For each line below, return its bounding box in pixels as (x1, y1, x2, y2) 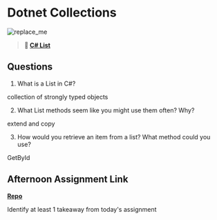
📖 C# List (23, 41, 50, 49)
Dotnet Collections (7, 5, 117, 21)
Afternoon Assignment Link (7, 174, 129, 186)
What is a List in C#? (17, 79, 76, 88)
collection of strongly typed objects (7, 92, 108, 101)
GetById (7, 153, 30, 161)
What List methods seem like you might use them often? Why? (17, 106, 195, 114)
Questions (7, 61, 53, 73)
